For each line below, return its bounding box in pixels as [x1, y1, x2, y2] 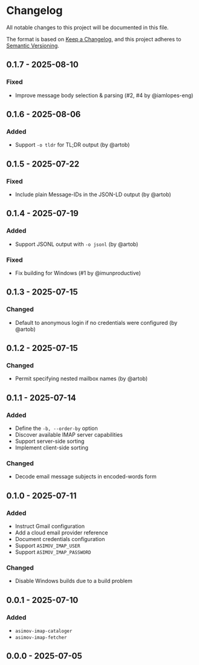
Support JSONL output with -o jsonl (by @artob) [15, 240, 139, 248]
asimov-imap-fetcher [15, 635, 67, 641]
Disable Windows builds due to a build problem [15, 578, 133, 585]
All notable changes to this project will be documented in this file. [6, 24, 169, 31]
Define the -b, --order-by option [15, 425, 98, 432]
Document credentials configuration [15, 536, 105, 543]
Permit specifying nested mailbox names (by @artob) [15, 375, 148, 383]
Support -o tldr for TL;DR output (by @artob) [15, 141, 130, 149]
